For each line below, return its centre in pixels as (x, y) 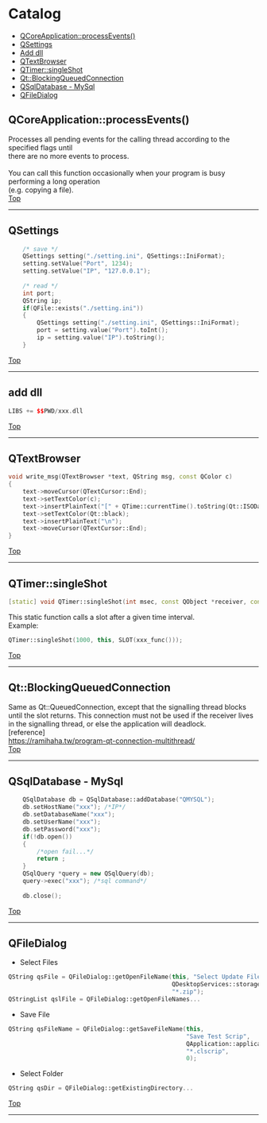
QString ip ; (42, 300)
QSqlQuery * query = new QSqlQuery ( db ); (89, 874)
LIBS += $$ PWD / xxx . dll (46, 411)
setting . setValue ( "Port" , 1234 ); (78, 264)
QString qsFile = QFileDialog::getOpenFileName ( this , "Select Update (126, 977)
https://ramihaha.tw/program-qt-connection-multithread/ (102, 741)
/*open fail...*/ (65, 851)
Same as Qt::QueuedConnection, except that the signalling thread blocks (127, 707)
